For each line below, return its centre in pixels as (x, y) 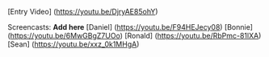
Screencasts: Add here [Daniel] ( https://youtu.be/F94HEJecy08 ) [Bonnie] (130, 27)
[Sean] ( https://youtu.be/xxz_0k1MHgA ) (74, 44)
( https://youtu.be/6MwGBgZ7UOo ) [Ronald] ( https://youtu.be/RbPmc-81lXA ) (134, 36)
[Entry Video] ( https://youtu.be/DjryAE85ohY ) (83, 12)
